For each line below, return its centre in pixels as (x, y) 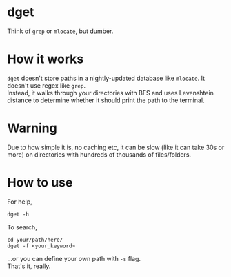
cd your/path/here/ (35, 240)
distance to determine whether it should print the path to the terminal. (106, 100)
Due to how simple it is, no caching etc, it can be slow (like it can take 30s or (116, 147)
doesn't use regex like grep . (47, 85)
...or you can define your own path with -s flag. (74, 258)
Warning (32, 128)
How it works (46, 59)
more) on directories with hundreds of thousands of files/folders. (99, 154)
